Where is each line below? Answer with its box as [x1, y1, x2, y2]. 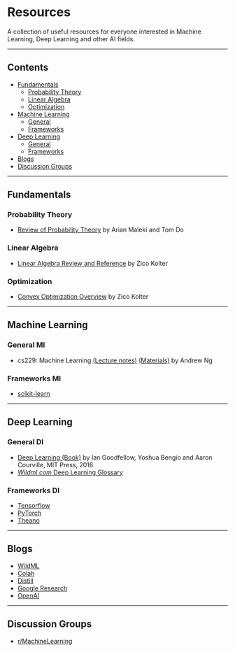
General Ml [7, 340, 45, 350]
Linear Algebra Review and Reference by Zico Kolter [17, 259, 168, 267]
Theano [17, 516, 40, 525]
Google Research [17, 583, 68, 592]
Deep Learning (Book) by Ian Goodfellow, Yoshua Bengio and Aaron [17, 453, 213, 462]
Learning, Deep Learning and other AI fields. [7, 34, 135, 43]
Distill [17, 576, 34, 585]
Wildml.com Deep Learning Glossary [17, 468, 124, 476]
